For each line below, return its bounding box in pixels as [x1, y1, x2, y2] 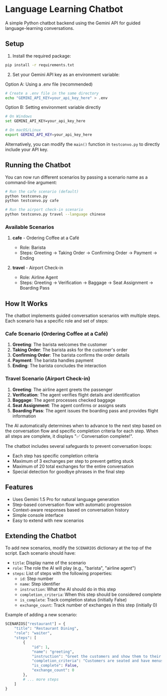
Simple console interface [12, 512, 64, 518]
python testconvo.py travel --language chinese [5, 212, 106, 217]
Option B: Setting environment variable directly [5, 104, 101, 110]
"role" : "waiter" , [14, 631, 52, 636]
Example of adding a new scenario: [5, 612, 78, 618]
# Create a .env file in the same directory [5, 91, 99, 96]
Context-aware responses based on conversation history [12, 506, 129, 513]
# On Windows [5, 114, 32, 119]
